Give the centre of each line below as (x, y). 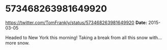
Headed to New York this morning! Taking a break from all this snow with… (83, 37)
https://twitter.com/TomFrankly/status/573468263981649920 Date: (76, 22)
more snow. (18, 42)
